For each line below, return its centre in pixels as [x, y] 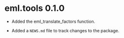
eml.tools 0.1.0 [35, 8]
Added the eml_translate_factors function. [53, 21]
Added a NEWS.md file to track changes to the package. [65, 30]
